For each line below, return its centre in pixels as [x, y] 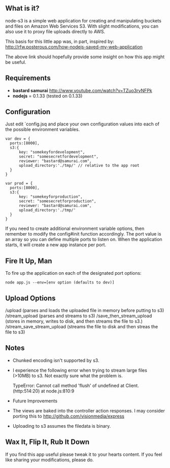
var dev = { [18, 139]
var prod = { [19, 184]
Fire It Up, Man [29, 261]
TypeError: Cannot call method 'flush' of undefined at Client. [76, 385]
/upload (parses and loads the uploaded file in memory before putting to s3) [85, 310]
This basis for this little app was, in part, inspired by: [60, 41]
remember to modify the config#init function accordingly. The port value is [83, 234]
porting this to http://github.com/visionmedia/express [68, 416]
